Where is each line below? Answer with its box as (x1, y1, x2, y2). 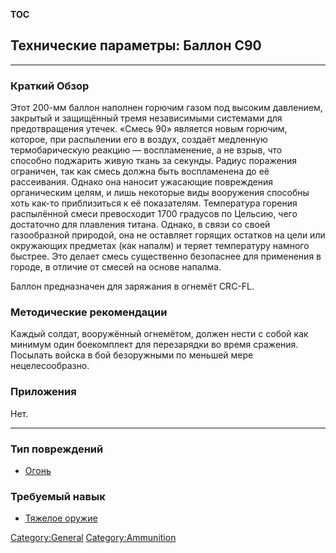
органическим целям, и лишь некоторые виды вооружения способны (10, 187, 310, 199)
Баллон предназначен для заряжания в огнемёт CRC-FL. (10, 280, 255, 293)
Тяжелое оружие (24, 512, 98, 524)
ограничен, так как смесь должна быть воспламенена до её (10, 165, 270, 178)
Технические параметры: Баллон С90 (10, 37, 262, 54)
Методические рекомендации (10, 305, 168, 319)
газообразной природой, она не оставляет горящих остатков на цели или (10, 229, 326, 241)
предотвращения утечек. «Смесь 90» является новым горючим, (10, 123, 288, 135)
